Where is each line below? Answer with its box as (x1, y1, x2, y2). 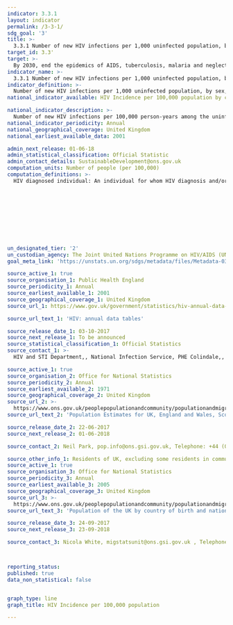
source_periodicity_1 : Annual (7, 283, 95, 291)
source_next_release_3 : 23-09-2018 (7, 526, 110, 533)
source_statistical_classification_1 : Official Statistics (7, 341, 182, 348)
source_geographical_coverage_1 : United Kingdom (7, 296, 150, 303)
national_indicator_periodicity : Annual (7, 120, 126, 127)
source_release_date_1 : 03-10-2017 (7, 327, 110, 334)
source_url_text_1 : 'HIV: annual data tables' (7, 315, 144, 322)
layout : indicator (7, 17, 60, 24)
